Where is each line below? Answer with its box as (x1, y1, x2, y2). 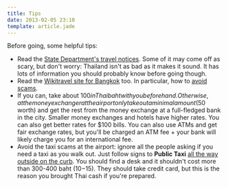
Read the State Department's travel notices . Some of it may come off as (16, 55, 220, 63)
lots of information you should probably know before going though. (16, 69, 207, 78)
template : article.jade (7, 23, 76, 30)
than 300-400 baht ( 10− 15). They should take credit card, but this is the (16, 164, 220, 173)
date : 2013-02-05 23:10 (7, 16, 76, 23)
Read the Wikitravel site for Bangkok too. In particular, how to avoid (16, 77, 207, 85)
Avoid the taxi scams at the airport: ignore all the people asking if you (16, 142, 214, 151)
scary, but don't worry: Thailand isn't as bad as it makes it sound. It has (16, 63, 220, 71)
